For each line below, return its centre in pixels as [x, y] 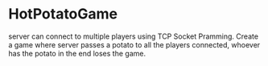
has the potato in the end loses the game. [77, 53]
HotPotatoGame [63, 14]
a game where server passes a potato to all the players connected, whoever [134, 44]
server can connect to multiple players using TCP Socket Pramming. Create [134, 36]
